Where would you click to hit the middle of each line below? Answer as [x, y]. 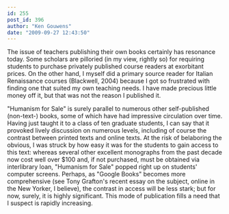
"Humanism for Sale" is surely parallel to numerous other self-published [108, 109]
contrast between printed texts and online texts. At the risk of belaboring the [114, 138]
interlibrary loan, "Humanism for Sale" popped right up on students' [102, 167]
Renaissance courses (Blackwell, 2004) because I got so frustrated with [108, 81]
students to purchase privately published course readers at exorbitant [105, 66]
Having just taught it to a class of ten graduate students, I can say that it [108, 123]
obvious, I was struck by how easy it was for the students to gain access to [113, 145]
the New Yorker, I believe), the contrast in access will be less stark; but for [111, 189]
